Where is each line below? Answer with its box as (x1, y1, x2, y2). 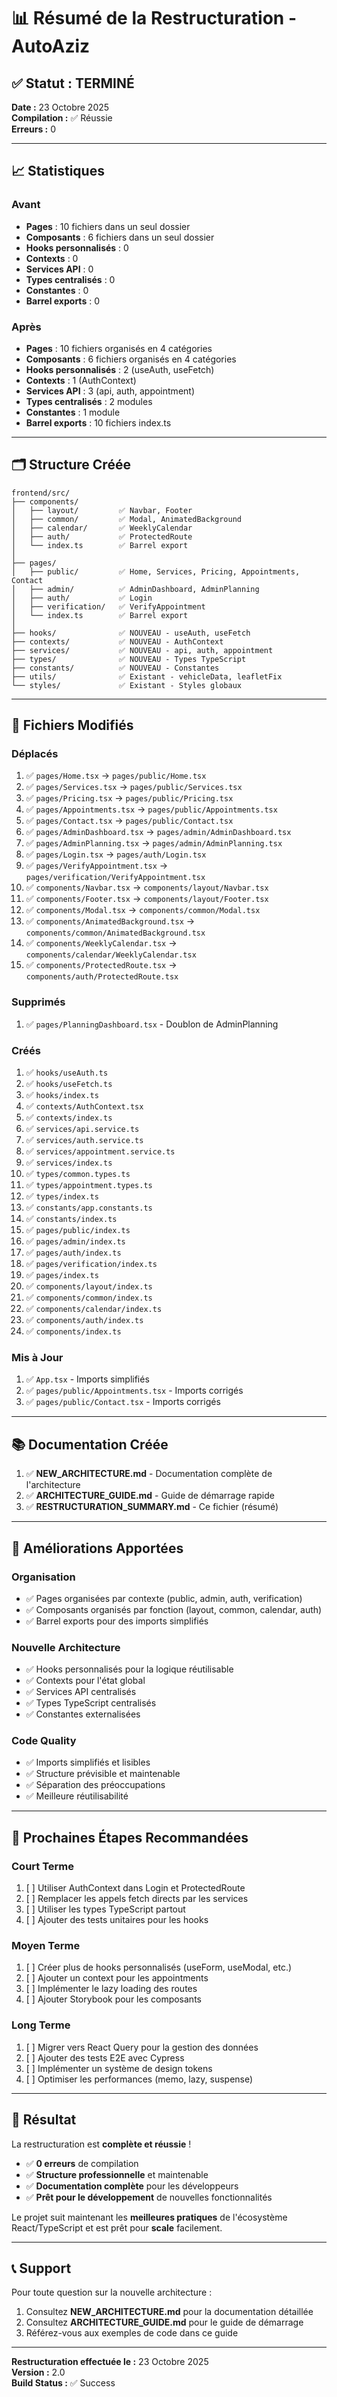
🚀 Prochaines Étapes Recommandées (11, 1829, 249, 1846)
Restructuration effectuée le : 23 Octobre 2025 (11, 2356, 209, 2368)
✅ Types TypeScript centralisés (25, 1697, 157, 1709)
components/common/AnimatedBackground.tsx (25, 928, 206, 939)
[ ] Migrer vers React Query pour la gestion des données (25, 2041, 259, 2053)
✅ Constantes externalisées (25, 1708, 141, 1720)
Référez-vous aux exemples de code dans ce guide (25, 2327, 239, 2339)
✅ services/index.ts (25, 1156, 113, 1169)
